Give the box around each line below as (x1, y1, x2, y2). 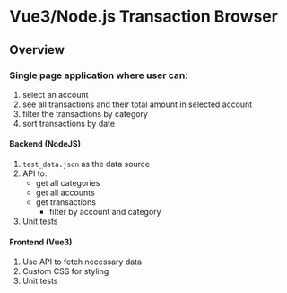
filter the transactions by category (22, 108, 148, 119)
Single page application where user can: (9, 69, 188, 82)
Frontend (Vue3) (9, 236, 73, 247)
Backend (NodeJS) (9, 138, 81, 149)
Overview (9, 42, 65, 58)
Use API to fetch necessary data (22, 256, 142, 267)
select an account (22, 89, 89, 100)
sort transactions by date (22, 118, 115, 129)
